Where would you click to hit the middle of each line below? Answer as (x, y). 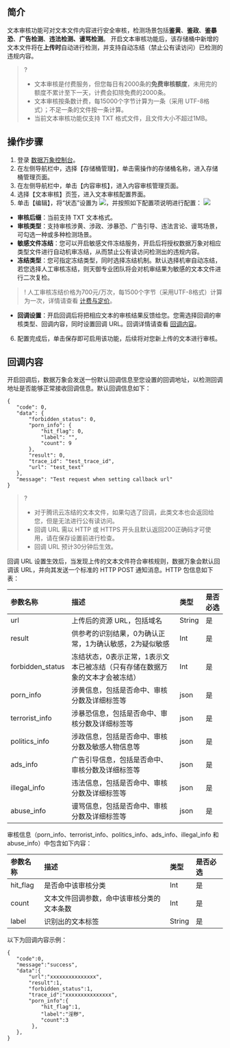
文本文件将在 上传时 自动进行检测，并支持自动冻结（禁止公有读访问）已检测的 (115, 47)
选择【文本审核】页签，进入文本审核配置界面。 (83, 194)
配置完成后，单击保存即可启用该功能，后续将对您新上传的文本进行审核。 (119, 338)
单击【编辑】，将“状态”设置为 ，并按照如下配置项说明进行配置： (110, 203)
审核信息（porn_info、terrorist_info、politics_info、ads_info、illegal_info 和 (113, 835)
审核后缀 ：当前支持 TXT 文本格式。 (66, 217)
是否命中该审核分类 (75, 886)
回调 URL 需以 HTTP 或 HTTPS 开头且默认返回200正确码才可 (119, 529)
